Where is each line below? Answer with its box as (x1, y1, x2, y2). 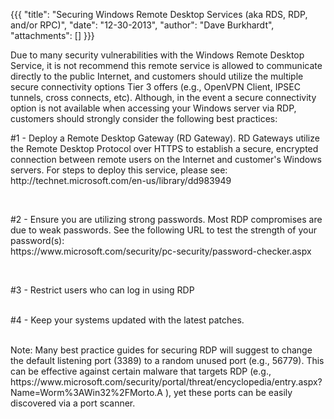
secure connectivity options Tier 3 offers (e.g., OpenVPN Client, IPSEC (10, 81, 301, 93)
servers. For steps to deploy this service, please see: (10, 164, 228, 176)
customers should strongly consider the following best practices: (10, 113, 278, 124)
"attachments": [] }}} (10, 30, 95, 41)
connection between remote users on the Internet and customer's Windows (10, 154, 322, 165)
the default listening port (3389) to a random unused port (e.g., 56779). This (10, 355, 325, 366)
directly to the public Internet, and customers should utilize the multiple (10, 70, 304, 82)
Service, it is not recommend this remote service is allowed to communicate (10, 60, 323, 71)
